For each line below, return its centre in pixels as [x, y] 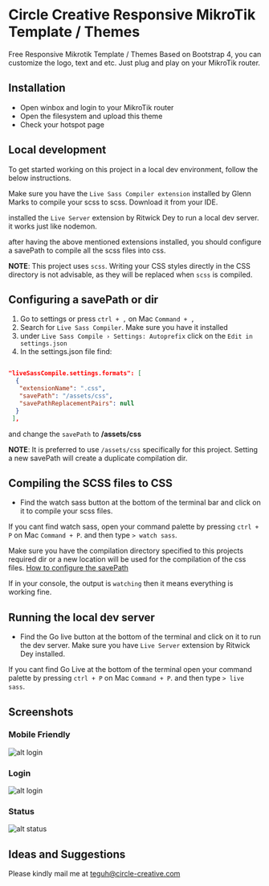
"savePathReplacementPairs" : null [77, 403]
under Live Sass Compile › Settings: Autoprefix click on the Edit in [136, 336]
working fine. [30, 592]
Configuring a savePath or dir [84, 299]
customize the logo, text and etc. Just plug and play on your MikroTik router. [134, 63]
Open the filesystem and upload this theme [91, 116]
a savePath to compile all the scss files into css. [87, 250]
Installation [37, 88]
